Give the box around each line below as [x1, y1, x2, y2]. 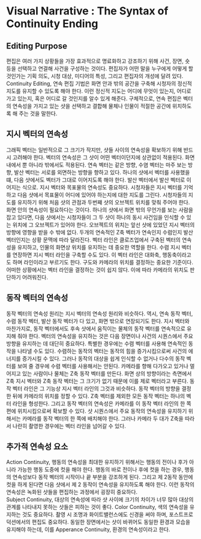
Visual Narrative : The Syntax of [6, 4, 169, 18]
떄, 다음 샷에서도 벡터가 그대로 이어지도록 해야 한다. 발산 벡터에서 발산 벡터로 [6, 176, 185, 183]
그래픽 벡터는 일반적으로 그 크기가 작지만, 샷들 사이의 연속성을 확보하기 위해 [6, 146, 182, 153]
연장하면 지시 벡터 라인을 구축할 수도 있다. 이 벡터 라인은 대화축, [12, 251, 161, 258]
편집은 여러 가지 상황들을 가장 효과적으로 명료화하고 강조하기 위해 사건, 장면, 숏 [6, 58, 190, 64]
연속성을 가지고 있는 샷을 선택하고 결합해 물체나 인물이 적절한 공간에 [12, 103, 171, 109]
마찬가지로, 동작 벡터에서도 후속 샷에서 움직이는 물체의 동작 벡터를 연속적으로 [6, 325, 186, 332]
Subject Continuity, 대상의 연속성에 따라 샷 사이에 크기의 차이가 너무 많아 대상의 [6, 496, 194, 503]
